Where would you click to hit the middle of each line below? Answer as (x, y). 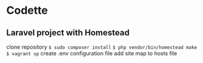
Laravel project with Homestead (68, 33)
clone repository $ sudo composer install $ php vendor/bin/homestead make (102, 47)
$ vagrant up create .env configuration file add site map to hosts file (92, 53)
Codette (27, 10)
